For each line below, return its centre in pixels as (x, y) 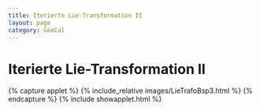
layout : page (30, 23)
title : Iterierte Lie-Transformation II (76, 15)
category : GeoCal (37, 30)
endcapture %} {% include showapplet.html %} (85, 99)
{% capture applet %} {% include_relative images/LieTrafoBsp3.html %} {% (131, 91)
